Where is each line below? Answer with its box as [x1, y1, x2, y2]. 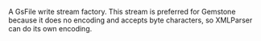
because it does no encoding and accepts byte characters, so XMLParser [8, 15, 253, 25]
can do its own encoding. [8, 24, 93, 33]
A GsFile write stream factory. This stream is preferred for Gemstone [8, 7, 236, 16]
